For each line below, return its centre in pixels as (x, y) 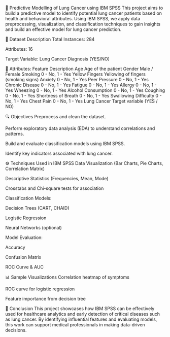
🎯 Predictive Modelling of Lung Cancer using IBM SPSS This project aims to (84, 8)
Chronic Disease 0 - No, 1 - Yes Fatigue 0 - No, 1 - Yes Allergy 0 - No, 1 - (81, 85)
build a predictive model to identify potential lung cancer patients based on (84, 13)
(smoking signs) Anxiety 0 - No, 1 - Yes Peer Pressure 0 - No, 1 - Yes (77, 79)
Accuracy (15, 247)
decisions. (16, 330)
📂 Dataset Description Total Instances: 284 (50, 39)
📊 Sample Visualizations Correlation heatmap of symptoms (67, 277)
